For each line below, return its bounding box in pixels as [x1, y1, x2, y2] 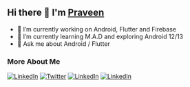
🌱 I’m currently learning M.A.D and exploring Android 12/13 [17, 32, 184, 40]
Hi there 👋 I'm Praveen [7, 7, 105, 18]
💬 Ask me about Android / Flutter [17, 39, 110, 48]
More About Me [7, 56, 61, 66]
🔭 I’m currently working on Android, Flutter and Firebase [17, 25, 177, 33]
